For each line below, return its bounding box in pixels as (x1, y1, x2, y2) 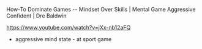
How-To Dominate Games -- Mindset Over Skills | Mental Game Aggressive (6, 6, 196, 13)
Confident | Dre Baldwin (6, 12, 67, 19)
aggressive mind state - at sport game (15, 36, 112, 42)
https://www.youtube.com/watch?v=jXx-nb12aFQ (6, 24, 131, 31)
